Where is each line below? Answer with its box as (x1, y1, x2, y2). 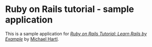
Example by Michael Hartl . (5, 36, 59, 42)
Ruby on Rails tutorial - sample (5, 3, 135, 15)
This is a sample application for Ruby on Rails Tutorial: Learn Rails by (5, 30, 147, 36)
